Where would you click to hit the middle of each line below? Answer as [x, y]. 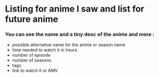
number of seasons [32, 60]
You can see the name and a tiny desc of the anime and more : [80, 34]
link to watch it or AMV [35, 71]
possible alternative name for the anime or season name [69, 45]
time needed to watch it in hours [44, 50]
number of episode [31, 55]
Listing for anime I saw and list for [75, 9]
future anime [32, 19]
